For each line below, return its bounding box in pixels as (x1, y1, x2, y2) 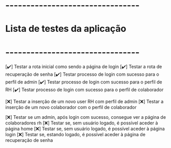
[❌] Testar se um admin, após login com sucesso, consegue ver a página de (5, 114, 166, 120)
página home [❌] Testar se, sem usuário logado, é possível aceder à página (5, 125, 165, 132)
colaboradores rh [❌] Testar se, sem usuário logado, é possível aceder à (5, 120, 158, 126)
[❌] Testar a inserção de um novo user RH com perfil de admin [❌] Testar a (5, 98, 164, 104)
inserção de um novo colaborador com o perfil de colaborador (5, 104, 137, 111)
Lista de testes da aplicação (5, 23, 126, 35)
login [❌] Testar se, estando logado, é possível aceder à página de (5, 132, 146, 138)
